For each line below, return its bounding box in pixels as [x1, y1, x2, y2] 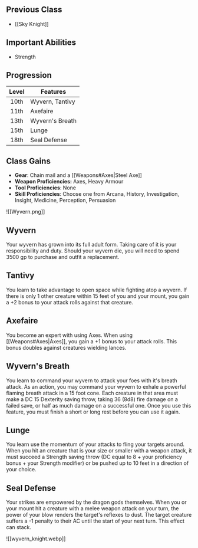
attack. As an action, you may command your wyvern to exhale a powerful [6, 383, 186, 390]
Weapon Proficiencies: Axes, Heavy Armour [14, 178, 124, 185]
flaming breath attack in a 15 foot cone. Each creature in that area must [6, 389, 179, 396]
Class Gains [6, 156, 51, 166]
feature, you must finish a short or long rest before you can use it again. [6, 408, 180, 415]
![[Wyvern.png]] [6, 208, 45, 215]
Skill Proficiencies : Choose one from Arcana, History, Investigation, [14, 191, 180, 198]
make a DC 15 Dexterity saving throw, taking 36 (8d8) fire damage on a [6, 395, 179, 403]
